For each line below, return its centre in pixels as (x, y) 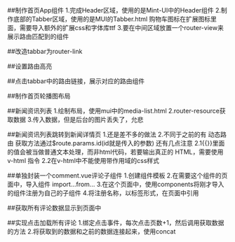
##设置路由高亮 (30, 66)
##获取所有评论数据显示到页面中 (54, 208)
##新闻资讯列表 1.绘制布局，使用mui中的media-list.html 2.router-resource (113, 111)
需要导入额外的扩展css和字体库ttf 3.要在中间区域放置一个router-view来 (122, 28)
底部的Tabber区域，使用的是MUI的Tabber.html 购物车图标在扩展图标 (112, 19)
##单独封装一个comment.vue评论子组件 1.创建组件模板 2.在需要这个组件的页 (117, 176)
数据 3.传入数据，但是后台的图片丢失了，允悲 (78, 120)
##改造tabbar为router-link (45, 51)
